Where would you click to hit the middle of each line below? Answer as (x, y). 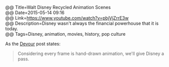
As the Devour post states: (33, 44)
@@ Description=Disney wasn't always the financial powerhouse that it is (82, 23)
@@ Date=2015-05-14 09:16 (35, 13)
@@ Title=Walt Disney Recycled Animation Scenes (58, 7)
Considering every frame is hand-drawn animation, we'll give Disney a (91, 53)
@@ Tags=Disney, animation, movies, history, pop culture (65, 34)
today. (12, 29)
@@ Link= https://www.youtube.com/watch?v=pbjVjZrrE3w (67, 18)
